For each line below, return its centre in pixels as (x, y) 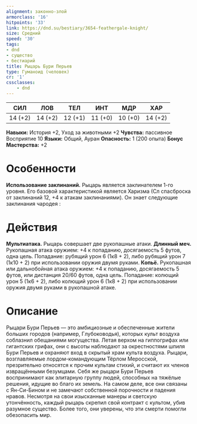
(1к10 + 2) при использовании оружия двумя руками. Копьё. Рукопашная (98, 262)
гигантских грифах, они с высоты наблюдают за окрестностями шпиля (96, 346)
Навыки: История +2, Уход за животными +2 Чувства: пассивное (89, 132)
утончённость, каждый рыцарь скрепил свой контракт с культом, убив (96, 402)
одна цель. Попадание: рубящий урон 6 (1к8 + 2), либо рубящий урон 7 (96, 256)
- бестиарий (21, 61)
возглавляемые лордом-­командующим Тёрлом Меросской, (82, 359)
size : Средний (24, 34)
